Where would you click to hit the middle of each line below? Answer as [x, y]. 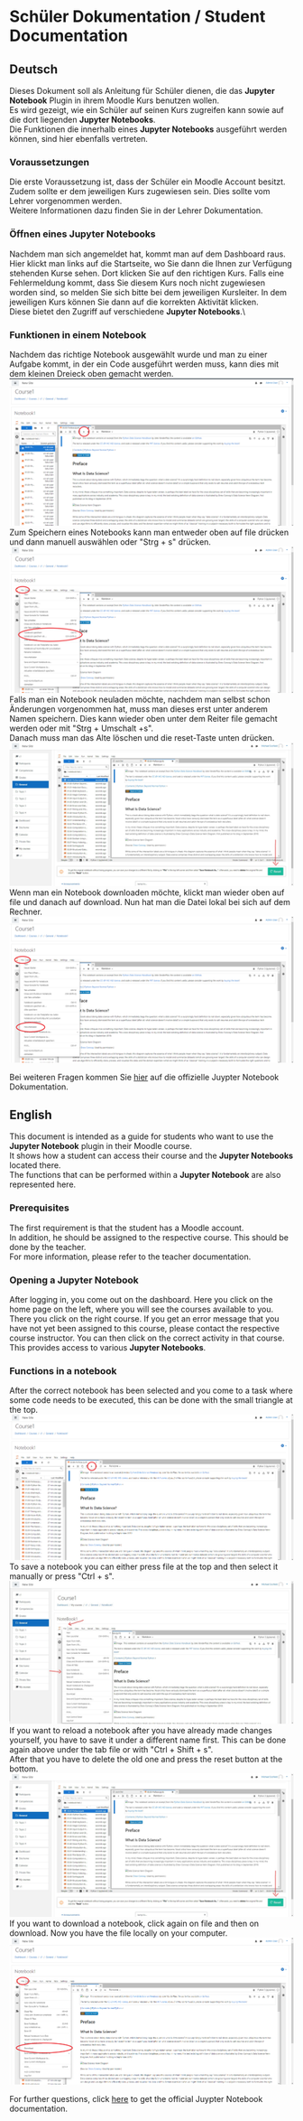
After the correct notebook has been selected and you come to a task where [151, 1391]
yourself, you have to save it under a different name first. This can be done [148, 1740]
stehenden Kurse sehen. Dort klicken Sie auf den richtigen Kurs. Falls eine [147, 273]
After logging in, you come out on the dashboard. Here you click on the [141, 1299]
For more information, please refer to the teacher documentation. [130, 1257]
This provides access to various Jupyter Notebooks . [108, 1347]
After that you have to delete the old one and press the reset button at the [146, 1760]
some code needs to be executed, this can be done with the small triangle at [151, 1400]
